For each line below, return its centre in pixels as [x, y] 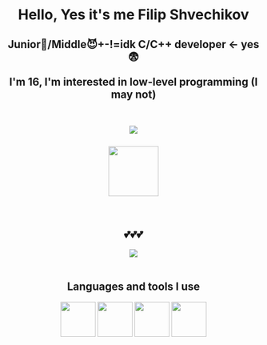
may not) [133, 94]
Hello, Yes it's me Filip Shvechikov [133, 15]
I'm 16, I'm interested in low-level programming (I [133, 82]
